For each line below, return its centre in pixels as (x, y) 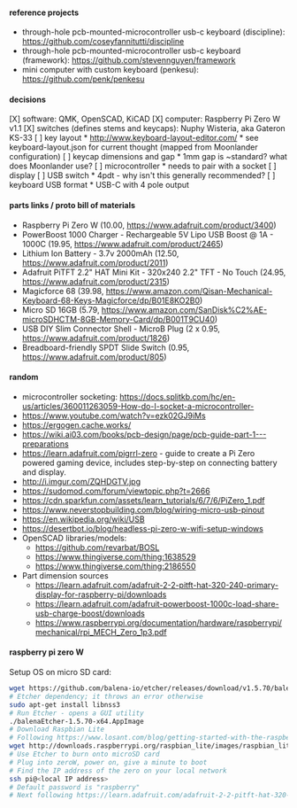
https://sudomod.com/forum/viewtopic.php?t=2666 (116, 491)
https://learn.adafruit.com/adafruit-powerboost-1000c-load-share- (157, 603)
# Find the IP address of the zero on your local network (118, 771)
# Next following (41, 796)
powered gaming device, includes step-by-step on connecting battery (149, 462)
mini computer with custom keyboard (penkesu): (110, 70)
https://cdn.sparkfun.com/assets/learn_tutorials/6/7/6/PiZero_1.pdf (143, 500)
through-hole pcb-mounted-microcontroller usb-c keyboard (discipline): (153, 32)
